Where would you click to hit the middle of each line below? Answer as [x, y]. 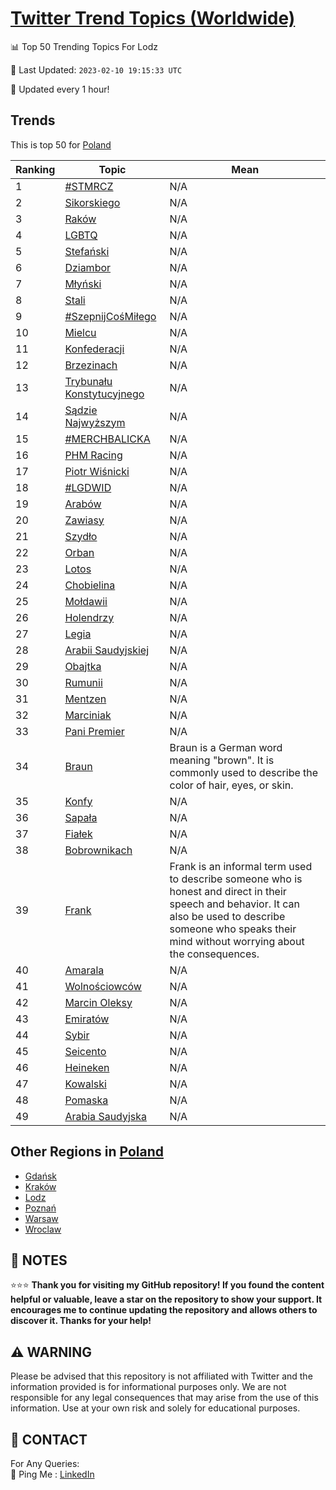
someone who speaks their [233, 929]
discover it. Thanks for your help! [81, 1321]
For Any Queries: [45, 1463]
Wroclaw [43, 1229]
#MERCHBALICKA [107, 439]
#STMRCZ [89, 186]
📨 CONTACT [49, 1439]
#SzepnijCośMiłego [110, 316]
